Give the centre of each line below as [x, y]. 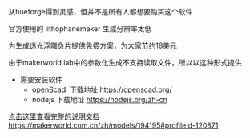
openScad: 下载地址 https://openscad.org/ [102, 89]
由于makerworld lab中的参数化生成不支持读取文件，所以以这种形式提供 [125, 63]
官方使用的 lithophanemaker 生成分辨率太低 [80, 29]
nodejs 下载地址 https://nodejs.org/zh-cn [100, 99]
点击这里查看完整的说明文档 [54, 116]
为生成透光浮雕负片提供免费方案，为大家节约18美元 [93, 45]
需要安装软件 [41, 79]
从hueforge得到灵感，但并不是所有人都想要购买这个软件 [101, 12]
